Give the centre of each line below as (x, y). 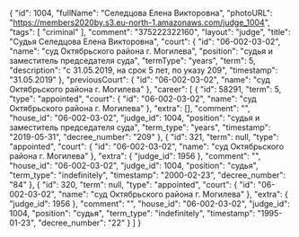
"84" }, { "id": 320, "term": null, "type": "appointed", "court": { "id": (132, 184)
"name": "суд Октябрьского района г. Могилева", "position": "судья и (141, 51)
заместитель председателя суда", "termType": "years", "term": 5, (132, 61)
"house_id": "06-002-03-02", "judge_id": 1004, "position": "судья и (135, 118)
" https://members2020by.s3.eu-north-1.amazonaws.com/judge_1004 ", (140, 22)
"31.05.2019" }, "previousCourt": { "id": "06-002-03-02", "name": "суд (140, 79)
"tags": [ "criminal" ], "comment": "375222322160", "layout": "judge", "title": (150, 32)
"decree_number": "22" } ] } (90, 223)
